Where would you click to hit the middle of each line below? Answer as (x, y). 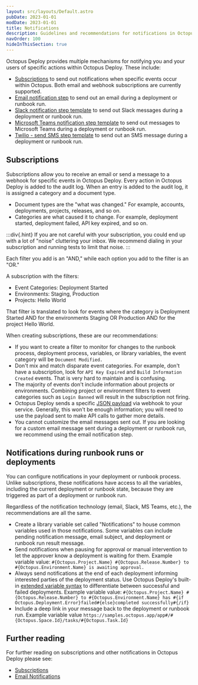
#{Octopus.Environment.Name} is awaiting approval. (79, 567)
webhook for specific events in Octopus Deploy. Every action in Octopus (94, 180)
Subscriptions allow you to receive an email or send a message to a (88, 174)
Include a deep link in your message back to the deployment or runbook (102, 608)
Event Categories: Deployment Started (61, 287)
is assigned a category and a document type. (61, 193)
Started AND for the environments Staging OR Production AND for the (91, 317)
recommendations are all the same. (49, 512)
